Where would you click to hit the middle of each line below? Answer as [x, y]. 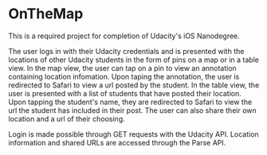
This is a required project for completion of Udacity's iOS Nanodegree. [124, 36]
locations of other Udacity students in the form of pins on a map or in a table [133, 60]
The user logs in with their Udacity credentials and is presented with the [126, 51]
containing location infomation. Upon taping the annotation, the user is [124, 76]
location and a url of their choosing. [67, 118]
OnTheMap [46, 14]
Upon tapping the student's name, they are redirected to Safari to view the [130, 102]
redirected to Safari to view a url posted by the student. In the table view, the [134, 85]
